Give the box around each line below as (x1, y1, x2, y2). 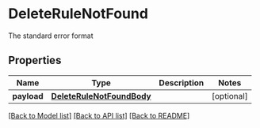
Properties (8, 54, 62, 67)
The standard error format (8, 31, 94, 40)
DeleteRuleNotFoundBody (51, 90, 152, 101)
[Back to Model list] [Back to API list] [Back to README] (8, 111, 190, 120)
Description (159, 77, 205, 88)
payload (12, 90, 44, 101)
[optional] (211, 90, 248, 101)
